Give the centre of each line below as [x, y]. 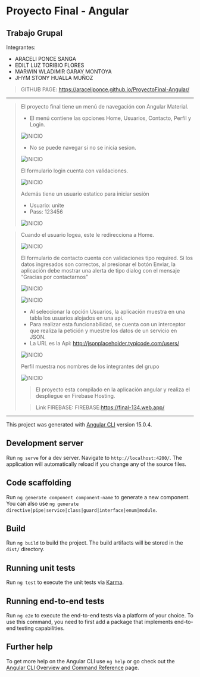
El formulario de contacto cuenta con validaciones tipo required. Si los [107, 258]
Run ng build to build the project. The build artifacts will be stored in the [95, 543]
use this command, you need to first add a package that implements [90, 622]
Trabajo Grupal [35, 33]
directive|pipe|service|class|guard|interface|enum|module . [82, 510]
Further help [30, 647]
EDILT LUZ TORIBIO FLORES [49, 65]
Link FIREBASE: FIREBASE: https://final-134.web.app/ [100, 407]
